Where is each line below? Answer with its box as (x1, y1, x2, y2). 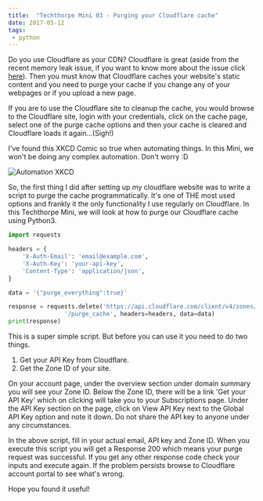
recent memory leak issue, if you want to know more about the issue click (8, 64, 246, 73)
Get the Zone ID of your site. (19, 364, 111, 373)
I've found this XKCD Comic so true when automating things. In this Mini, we (8, 144, 254, 153)
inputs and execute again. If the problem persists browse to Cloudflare (8, 461, 236, 470)
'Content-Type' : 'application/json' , (22, 267, 146, 275)
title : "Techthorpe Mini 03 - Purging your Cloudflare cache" (8, 11, 219, 20)
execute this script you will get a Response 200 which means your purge (8, 444, 243, 453)
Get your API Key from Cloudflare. (19, 355, 129, 364)
